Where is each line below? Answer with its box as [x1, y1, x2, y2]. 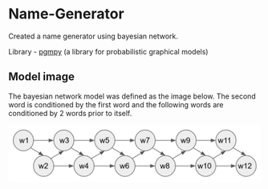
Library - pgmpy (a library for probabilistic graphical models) [8, 46, 209, 56]
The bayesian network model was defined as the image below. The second [8, 91, 257, 101]
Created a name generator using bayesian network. [8, 31, 179, 41]
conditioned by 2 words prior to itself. [8, 108, 132, 118]
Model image [8, 70, 75, 84]
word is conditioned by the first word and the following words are [8, 99, 224, 109]
